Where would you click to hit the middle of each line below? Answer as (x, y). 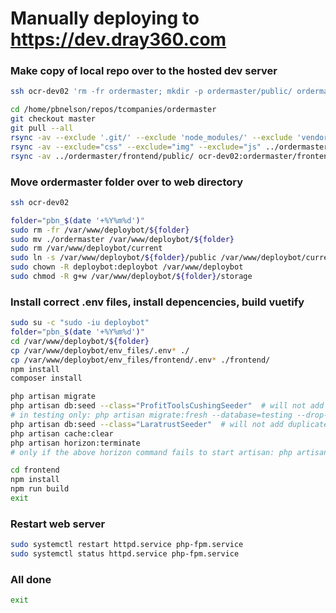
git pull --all (42, 128)
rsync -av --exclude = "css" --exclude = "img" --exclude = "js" (136, 147)
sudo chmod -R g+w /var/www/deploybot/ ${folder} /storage (131, 277)
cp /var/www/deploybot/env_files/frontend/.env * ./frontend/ (140, 360)
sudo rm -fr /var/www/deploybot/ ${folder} (100, 230)
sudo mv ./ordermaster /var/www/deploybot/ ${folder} (122, 239)
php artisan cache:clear (62, 433)
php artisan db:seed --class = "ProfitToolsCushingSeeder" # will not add (167, 406)
